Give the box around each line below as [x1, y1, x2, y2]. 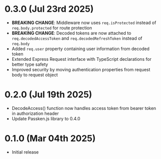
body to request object [11, 72, 58, 78]
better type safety [11, 61, 49, 67]
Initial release [11, 149, 39, 155]
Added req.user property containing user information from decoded [11, 46, 150, 52]
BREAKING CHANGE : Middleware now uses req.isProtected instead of [11, 20, 157, 26]
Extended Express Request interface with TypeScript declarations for [11, 56, 152, 62]
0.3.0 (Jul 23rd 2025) [4, 3, 94, 15]
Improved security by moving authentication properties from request [11, 66, 151, 72]
